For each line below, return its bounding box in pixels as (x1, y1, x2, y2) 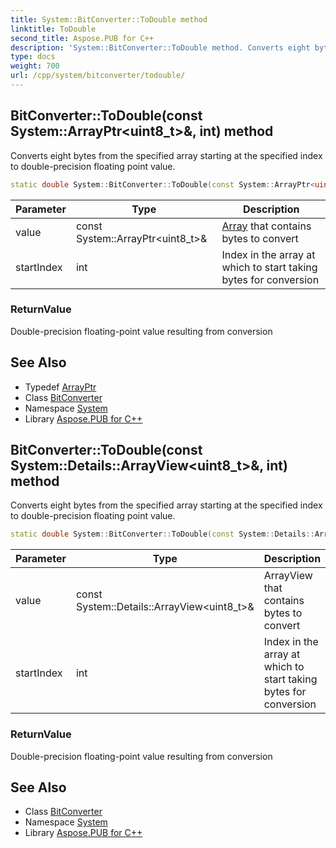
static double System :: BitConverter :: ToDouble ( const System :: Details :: (10, 529, 315, 540)
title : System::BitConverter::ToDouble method (10, 14, 208, 25)
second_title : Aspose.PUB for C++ (10, 33, 155, 43)
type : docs (10, 52, 56, 62)
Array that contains (221, 219, 312, 233)
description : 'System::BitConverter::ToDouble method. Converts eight (10, 42, 311, 53)
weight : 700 (10, 61, 60, 71)
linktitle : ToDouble (10, 24, 97, 34)
